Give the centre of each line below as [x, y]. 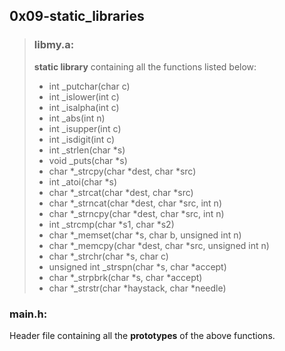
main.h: [28, 314]
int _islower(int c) [84, 96]
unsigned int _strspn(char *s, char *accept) [137, 266]
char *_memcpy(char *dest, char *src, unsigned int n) [159, 245]
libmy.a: [54, 45]
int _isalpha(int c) [84, 107]
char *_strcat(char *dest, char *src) [121, 192]
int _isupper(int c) [85, 128]
